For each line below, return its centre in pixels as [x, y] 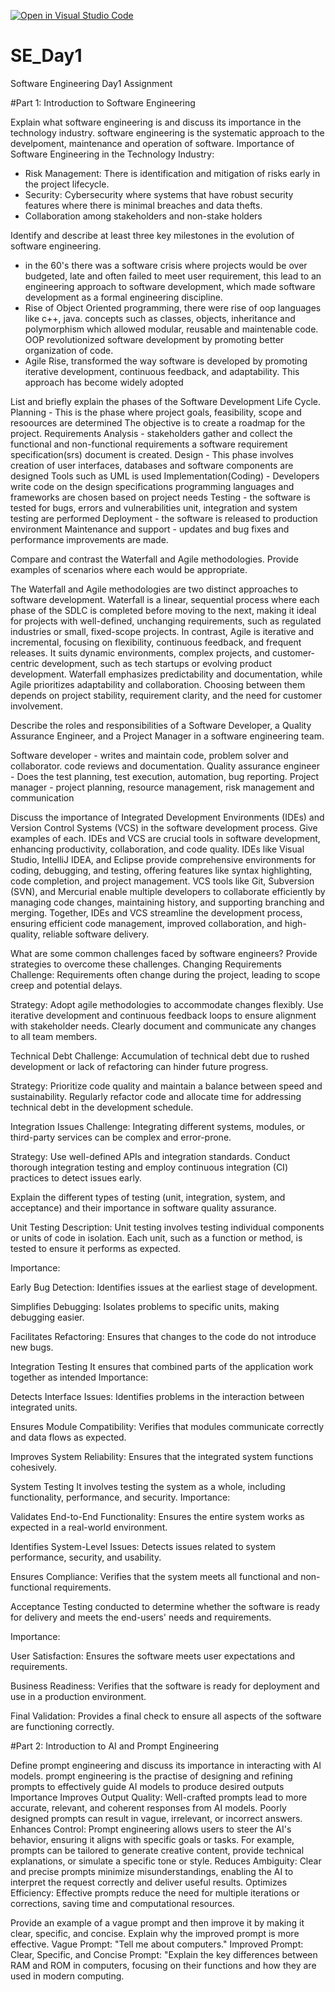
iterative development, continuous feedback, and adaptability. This [162, 371]
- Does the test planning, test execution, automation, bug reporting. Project [165, 776]
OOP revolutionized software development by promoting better [154, 339]
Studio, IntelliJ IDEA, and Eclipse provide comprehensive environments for [163, 859]
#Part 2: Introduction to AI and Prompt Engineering [115, 1746]
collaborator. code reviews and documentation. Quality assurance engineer [165, 766]
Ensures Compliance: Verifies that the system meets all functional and [154, 1576]
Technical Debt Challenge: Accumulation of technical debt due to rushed [160, 1056]
